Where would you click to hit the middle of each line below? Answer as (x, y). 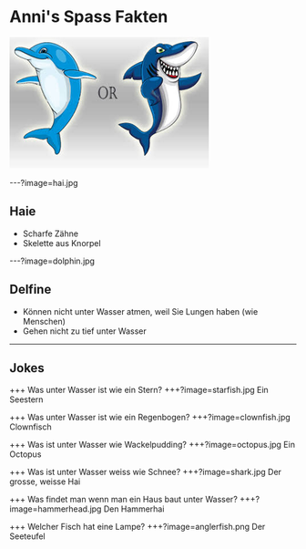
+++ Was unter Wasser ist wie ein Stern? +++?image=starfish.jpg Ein (139, 390)
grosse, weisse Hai (45, 482)
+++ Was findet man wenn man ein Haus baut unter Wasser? (124, 500)
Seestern (26, 399)
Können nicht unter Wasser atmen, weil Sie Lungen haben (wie (140, 311)
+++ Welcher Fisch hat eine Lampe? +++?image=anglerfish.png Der (138, 527)
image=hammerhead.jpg (56, 509)
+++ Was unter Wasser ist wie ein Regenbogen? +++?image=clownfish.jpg (150, 418)
